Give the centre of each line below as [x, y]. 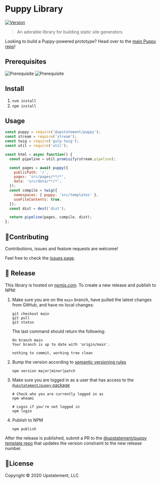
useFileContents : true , [38, 199]
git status [23, 322]
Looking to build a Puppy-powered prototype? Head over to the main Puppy [80, 41]
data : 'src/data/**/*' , [38, 181]
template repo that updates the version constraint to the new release [73, 443]
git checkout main [31, 314]
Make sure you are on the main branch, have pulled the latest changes [82, 300]
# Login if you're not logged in [46, 407]
